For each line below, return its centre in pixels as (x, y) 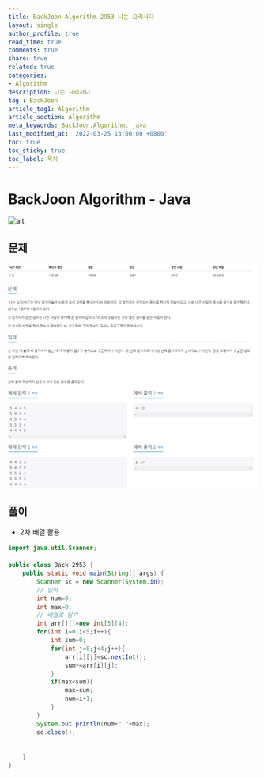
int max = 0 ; (55, 607)
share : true (28, 59)
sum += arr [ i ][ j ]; (91, 665)
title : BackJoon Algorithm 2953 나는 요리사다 (81, 17)
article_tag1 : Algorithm (49, 109)
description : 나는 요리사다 (49, 92)
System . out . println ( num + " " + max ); (93, 724)
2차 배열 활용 (40, 532)
